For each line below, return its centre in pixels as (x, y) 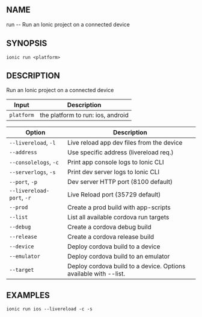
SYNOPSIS (27, 44)
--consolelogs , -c (34, 162)
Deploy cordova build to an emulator (118, 257)
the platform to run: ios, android (84, 115)
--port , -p (23, 182)
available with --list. (96, 274)
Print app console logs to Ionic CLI (115, 162)
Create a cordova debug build (109, 227)
